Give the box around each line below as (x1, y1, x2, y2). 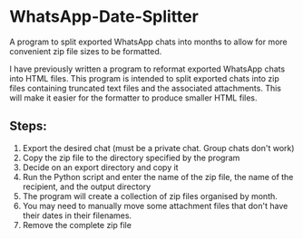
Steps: (9, 119, 47, 134)
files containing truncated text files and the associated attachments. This (9, 82, 281, 93)
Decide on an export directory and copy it (22, 161, 179, 173)
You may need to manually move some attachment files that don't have (22, 200, 288, 211)
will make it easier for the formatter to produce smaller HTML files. (9, 92, 258, 103)
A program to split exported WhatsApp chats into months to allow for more (9, 36, 288, 47)
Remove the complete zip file (22, 219, 132, 230)
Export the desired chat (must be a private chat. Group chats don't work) (22, 142, 295, 153)
